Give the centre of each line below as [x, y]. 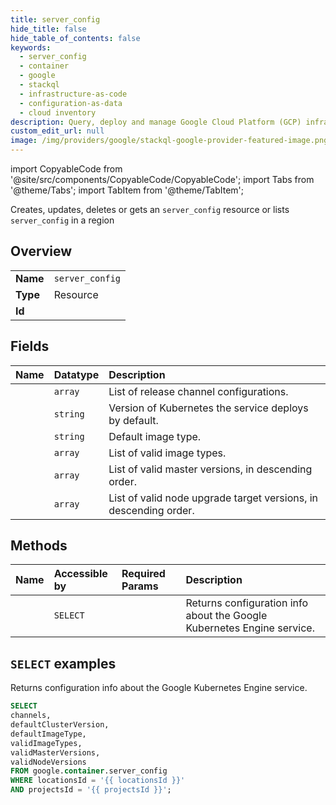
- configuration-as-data [71, 103]
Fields [30, 346]
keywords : [31, 47]
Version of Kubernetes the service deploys [208, 408]
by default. [133, 420]
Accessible [80, 574]
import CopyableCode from [66, 169]
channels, [31, 716]
